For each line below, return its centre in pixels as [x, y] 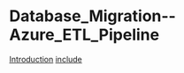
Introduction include [46, 59]
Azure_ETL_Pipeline [84, 35]
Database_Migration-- [93, 16]
